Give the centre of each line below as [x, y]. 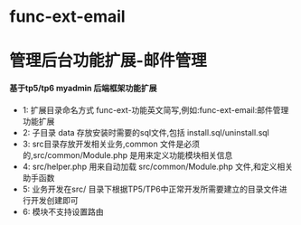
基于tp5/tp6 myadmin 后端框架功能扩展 [83, 88]
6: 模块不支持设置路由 [63, 211]
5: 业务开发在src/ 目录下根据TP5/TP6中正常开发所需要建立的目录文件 [151, 189]
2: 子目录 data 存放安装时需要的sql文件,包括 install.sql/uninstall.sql [146, 132]
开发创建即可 [54, 200]
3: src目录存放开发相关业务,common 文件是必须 [111, 144]
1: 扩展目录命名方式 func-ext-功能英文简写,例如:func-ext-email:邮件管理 [155, 109]
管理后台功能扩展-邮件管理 [108, 61]
